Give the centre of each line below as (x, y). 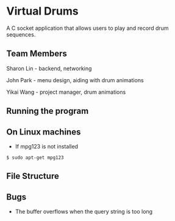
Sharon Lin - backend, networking (49, 68)
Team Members (37, 54)
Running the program (48, 111)
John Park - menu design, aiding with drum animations (75, 80)
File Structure (33, 176)
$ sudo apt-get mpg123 (35, 157)
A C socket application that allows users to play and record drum (87, 28)
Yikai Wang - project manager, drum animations (66, 92)
